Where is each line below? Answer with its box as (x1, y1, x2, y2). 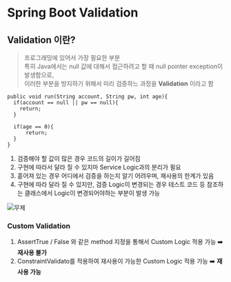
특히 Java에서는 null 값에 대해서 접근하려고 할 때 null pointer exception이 (23, 62, 223, 70)
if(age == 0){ (13, 123, 54, 130)
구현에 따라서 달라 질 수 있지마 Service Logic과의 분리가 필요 (17, 163, 181, 171)
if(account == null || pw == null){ (13, 99, 119, 106)
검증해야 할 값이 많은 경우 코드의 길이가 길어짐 (17, 154, 141, 163)
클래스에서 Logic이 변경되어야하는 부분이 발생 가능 (24, 189, 161, 197)
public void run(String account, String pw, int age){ (7, 93, 168, 100)
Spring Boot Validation (7, 5, 139, 21)
